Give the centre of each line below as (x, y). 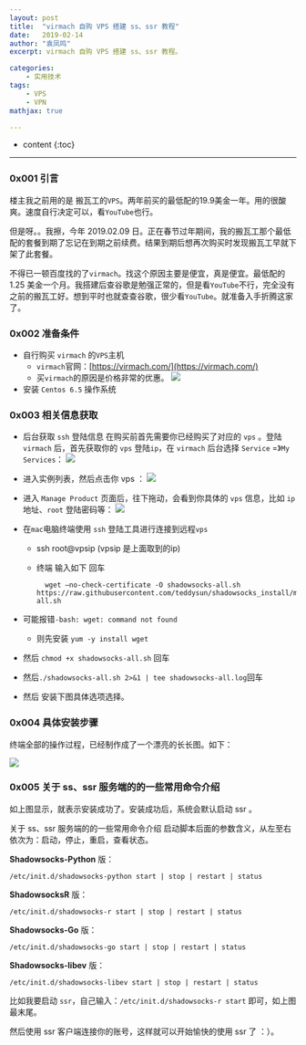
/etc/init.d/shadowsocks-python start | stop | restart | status (136, 876)
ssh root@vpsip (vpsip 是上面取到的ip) (108, 549)
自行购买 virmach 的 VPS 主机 (73, 355)
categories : (32, 68)
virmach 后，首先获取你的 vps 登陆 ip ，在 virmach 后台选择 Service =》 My (156, 448)
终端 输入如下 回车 (71, 568)
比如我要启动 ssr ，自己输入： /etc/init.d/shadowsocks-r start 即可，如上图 (153, 1000)
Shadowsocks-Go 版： (53, 930)
